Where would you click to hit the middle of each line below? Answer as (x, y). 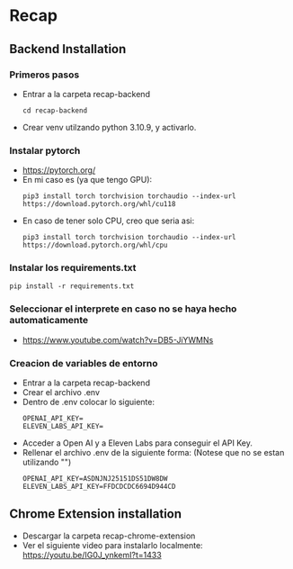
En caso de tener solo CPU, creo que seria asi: (108, 221)
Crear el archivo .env (61, 393)
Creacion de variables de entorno (84, 363)
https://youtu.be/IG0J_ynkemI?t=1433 (92, 555)
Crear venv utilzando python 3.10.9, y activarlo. (109, 127)
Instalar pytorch (45, 150)
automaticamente (49, 321)
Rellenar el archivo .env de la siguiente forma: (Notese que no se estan (153, 453)
